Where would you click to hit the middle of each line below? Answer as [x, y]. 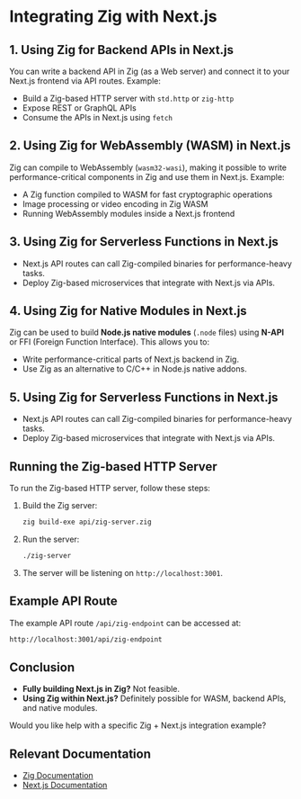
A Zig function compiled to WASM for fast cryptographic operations [147, 194]
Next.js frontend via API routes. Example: [85, 81]
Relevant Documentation [80, 754]
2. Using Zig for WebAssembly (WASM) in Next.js [150, 146]
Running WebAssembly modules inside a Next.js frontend [128, 213]
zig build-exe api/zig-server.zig [87, 522]
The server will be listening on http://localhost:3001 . [122, 572]
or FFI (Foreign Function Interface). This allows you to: [110, 342]
